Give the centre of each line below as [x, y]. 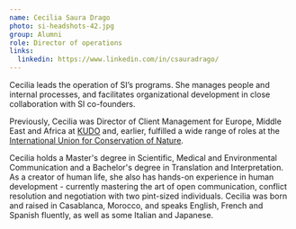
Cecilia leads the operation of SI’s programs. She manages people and [139, 85]
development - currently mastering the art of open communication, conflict [148, 186]
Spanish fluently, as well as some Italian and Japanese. [112, 215]
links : [22, 51]
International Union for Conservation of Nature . [97, 141]
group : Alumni [36, 34]
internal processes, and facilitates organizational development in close [140, 94]
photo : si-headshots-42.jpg [62, 26]
